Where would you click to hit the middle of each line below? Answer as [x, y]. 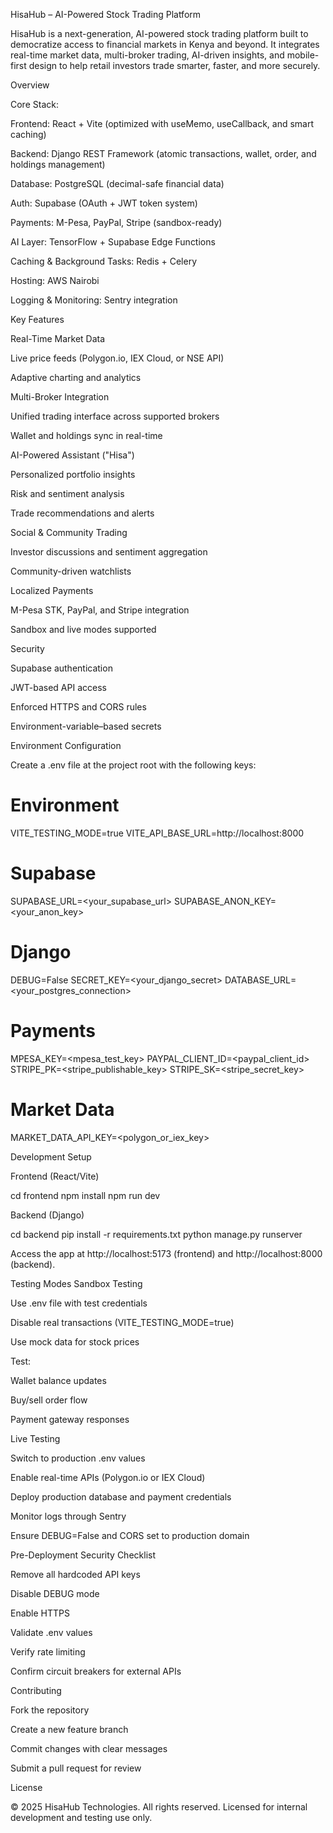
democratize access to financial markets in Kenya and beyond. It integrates [165, 44]
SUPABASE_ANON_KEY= [225, 901]
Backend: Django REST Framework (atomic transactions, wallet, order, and [163, 153]
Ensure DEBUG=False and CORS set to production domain [130, 1535]
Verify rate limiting [48, 1651]
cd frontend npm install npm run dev [85, 1195]
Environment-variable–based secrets [86, 726]
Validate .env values [51, 1632]
